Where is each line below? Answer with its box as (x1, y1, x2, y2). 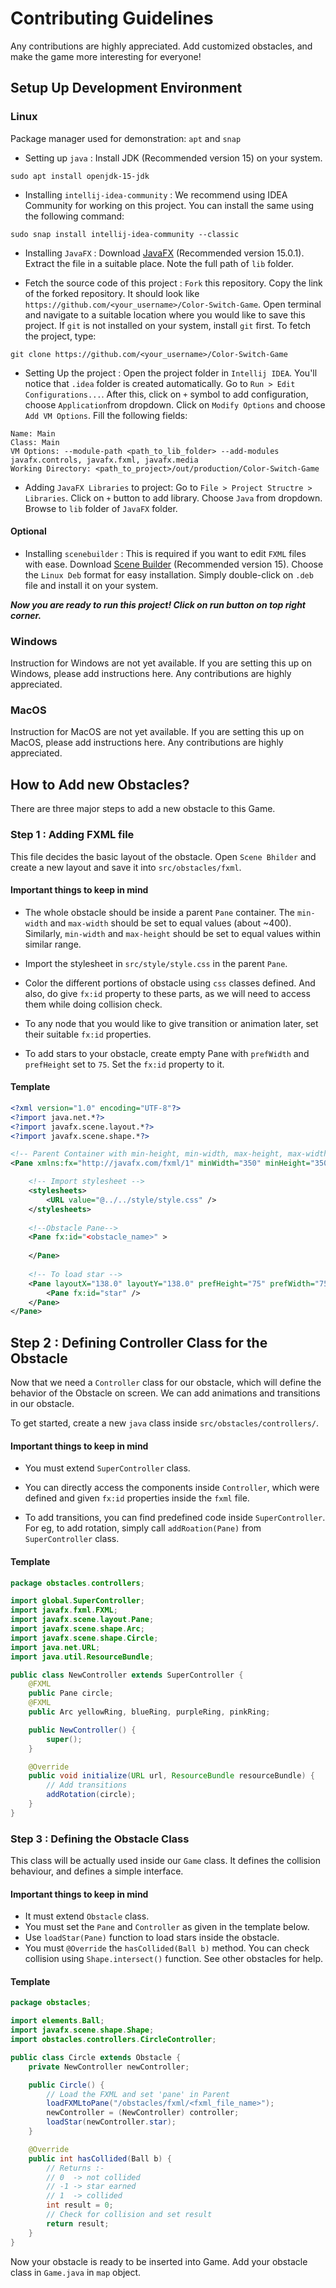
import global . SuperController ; (10, 1596, 145, 1606)
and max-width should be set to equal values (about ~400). (49, 917, 292, 929)
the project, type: (24, 330, 97, 342)
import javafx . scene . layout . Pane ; (10, 1615, 155, 1625)
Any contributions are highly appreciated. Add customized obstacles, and (10, 40, 313, 52)
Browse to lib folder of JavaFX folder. (24, 502, 178, 514)
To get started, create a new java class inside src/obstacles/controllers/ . (10, 1417, 320, 1429)
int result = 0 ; (46, 2200, 114, 2211)
